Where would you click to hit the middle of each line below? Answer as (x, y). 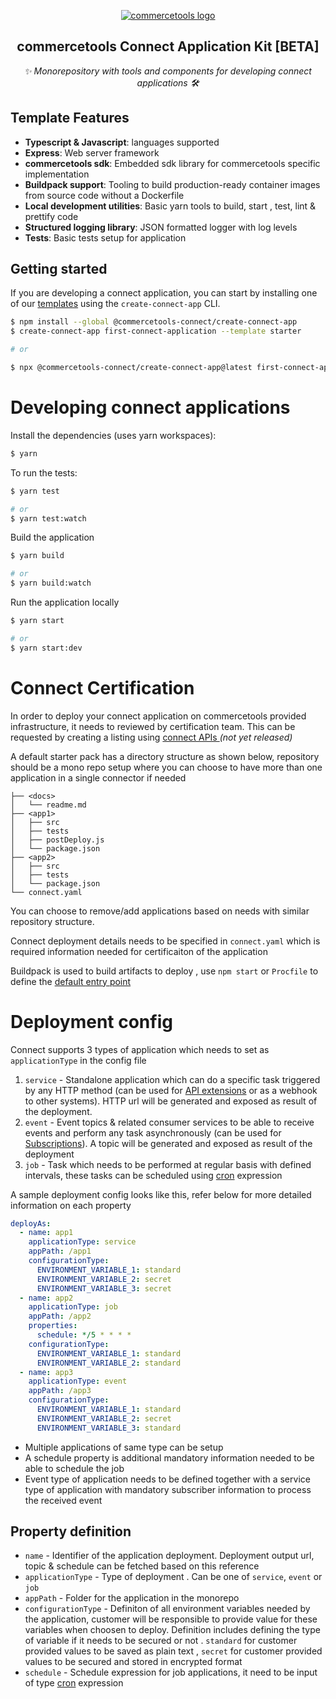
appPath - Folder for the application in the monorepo (132, 1598)
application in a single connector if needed (98, 777)
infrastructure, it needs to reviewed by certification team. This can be (153, 726)
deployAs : (31, 1223)
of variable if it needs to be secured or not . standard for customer (161, 1641)
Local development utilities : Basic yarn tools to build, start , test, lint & (170, 206)
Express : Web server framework (92, 152)
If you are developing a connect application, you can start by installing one (164, 293)
